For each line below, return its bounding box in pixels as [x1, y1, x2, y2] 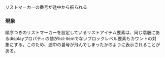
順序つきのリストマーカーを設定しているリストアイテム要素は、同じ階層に [5, 30, 156, 36]
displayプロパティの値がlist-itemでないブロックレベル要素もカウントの [9, 36, 153, 41]
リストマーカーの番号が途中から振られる [5, 4, 87, 10]
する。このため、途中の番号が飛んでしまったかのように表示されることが [14, 42, 160, 48]
